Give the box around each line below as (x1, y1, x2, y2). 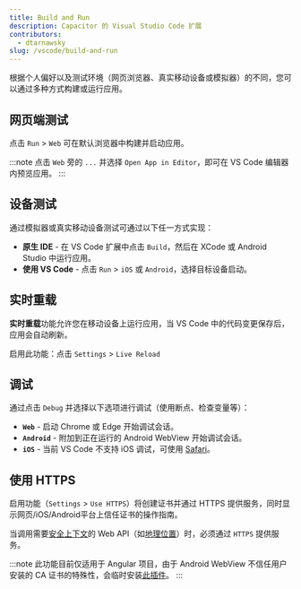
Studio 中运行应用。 (21, 252, 96, 263)
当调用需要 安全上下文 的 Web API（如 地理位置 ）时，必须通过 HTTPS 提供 (9, 528, 271, 539)
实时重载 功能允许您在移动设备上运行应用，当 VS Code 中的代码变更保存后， (9, 317, 289, 328)
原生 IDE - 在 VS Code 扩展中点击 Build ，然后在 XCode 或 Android (21, 241, 267, 252)
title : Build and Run (9, 13, 90, 22)
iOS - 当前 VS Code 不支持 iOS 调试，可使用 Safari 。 (21, 444, 215, 455)
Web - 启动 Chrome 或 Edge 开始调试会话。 (21, 421, 179, 432)
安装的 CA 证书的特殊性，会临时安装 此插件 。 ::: (9, 570, 184, 581)
